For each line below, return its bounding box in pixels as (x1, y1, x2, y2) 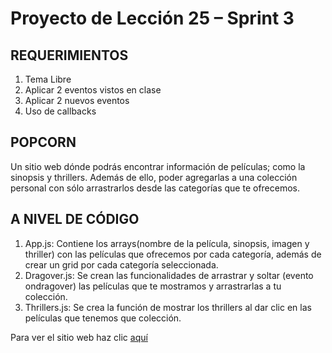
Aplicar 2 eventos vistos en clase (24, 84, 162, 96)
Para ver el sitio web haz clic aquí (10, 331, 148, 343)
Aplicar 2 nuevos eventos (24, 95, 130, 106)
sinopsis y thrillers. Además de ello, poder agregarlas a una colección (10, 171, 298, 183)
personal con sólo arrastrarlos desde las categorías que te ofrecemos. (10, 182, 300, 194)
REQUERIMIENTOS (10, 47, 129, 64)
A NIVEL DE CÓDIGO (10, 211, 140, 228)
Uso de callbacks (24, 105, 97, 117)
